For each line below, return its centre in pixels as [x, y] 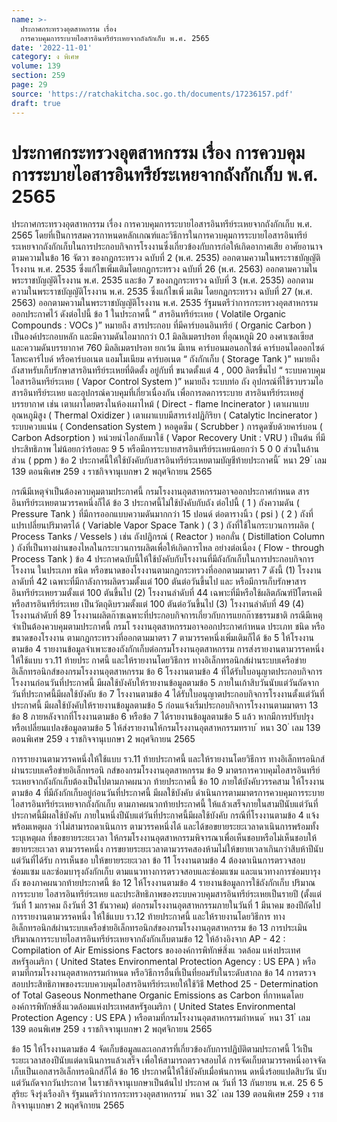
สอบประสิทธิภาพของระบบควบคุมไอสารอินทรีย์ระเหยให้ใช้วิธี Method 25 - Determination [165, 984]
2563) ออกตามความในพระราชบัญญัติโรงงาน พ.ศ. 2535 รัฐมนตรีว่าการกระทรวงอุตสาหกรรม [165, 303]
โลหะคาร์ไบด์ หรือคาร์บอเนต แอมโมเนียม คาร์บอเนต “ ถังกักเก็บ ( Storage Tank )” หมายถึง [165, 359]
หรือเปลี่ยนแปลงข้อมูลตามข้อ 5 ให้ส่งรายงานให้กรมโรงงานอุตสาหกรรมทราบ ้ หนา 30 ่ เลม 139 [166, 728]
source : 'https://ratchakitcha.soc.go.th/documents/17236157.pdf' [152, 94]
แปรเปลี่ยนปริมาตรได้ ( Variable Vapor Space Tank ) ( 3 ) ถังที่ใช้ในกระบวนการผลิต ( [163, 525]
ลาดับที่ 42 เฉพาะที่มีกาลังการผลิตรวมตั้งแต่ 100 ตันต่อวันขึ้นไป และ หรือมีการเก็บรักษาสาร [159, 582]
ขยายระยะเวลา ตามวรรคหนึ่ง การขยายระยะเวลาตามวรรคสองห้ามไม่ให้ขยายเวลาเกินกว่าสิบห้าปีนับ [167, 849]
